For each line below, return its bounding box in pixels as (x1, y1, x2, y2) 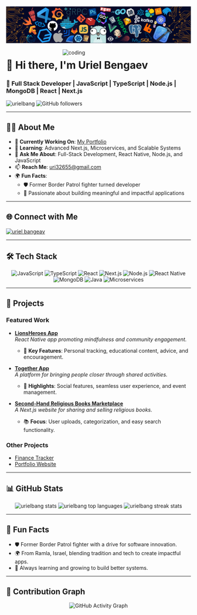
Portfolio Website (14, 460, 57, 467)
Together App (14, 364, 50, 371)
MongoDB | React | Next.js (6, 86, 83, 94)
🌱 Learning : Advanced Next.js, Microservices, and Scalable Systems (14, 144, 181, 151)
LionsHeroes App (14, 329, 58, 336)
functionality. (23, 426, 55, 433)
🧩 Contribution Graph (6, 587, 86, 596)
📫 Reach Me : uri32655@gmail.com (14, 163, 101, 170)
